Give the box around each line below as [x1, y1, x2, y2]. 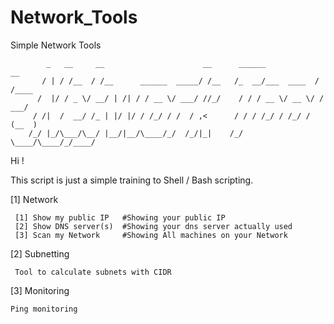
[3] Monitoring [10, 284, 70, 296]
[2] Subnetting [10, 247, 70, 260]
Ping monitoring [10, 304, 78, 314]
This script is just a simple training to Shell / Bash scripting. [10, 174, 254, 186]
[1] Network [10, 193, 59, 205]
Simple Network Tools [10, 39, 102, 51]
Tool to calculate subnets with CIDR [14, 267, 172, 277]
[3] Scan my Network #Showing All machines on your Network [14, 230, 288, 240]
